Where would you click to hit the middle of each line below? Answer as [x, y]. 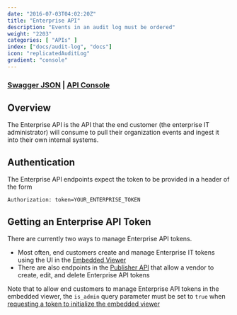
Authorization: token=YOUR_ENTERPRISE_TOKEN [74, 200]
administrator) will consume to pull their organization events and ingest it [113, 133]
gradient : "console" [38, 60]
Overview [29, 108]
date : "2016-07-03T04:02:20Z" [52, 14]
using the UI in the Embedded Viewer [72, 260]
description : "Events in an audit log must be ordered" [91, 27]
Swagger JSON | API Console [59, 84]
